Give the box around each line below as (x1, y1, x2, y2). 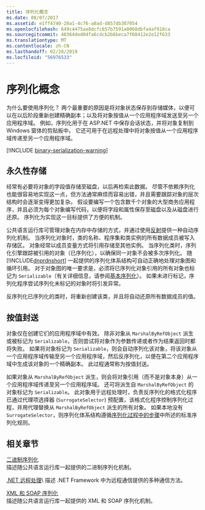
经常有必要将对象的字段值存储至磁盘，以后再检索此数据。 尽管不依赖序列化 (6, 183, 195, 190)
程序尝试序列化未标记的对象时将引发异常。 (16, 280, 124, 287)
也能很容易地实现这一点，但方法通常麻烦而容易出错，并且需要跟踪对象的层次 (6, 190, 199, 198)
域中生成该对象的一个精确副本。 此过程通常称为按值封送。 (6, 361, 153, 368)
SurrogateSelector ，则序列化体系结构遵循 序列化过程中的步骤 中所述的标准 (6, 411, 192, 418)
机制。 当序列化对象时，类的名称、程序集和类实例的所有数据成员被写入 (16, 234, 195, 242)
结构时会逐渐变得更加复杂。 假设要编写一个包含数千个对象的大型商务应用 (6, 198, 190, 206)
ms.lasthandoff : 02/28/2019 (6, 49, 78, 55)
